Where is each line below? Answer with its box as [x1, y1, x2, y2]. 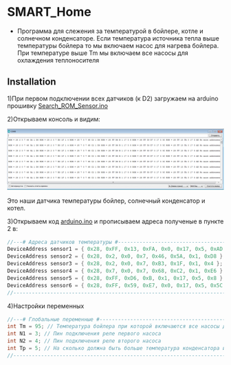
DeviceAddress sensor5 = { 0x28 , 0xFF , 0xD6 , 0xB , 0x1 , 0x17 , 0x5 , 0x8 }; [7, 274, 226, 282]
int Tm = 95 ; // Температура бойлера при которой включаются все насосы [7, 323, 220, 330]
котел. [7, 203, 26, 212]
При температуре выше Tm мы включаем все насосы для [16, 49, 188, 57]
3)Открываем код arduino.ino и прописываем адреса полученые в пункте [7, 217, 224, 225]
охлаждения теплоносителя [16, 56, 100, 64]
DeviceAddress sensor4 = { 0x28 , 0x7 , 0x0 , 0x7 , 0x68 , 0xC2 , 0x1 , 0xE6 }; [7, 267, 226, 274]
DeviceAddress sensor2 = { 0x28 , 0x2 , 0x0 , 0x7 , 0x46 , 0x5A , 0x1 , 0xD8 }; [7, 253, 226, 260]
